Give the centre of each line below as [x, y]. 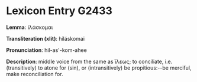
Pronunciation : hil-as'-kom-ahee [46, 50]
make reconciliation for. [35, 74]
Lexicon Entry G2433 [59, 11]
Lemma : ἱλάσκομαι [30, 27]
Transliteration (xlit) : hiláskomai [45, 38]
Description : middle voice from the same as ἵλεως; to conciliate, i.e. [89, 61]
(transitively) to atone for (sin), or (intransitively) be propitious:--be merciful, [99, 68]
